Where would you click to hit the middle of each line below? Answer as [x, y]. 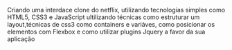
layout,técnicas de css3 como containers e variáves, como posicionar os [111, 24]
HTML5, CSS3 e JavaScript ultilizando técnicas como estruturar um [104, 17]
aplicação [21, 39]
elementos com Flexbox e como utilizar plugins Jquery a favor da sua [106, 32]
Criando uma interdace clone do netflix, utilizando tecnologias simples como [116, 10]
